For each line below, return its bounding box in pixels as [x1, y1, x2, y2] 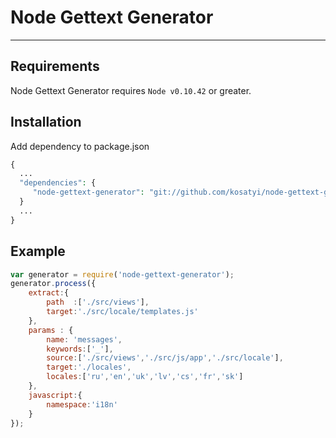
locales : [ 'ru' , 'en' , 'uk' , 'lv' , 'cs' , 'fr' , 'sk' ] [46, 372, 244, 382]
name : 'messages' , [46, 334, 123, 345]
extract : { [28, 288, 70, 298]
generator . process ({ [10, 279, 97, 289]
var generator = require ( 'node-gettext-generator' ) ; [10, 269, 235, 280]
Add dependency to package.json [10, 140, 150, 152]
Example [10, 243, 66, 260]
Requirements [10, 58, 100, 75]
